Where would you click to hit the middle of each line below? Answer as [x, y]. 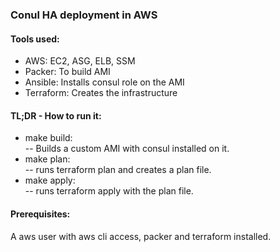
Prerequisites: [40, 214]
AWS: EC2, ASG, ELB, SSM [80, 61]
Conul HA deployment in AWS [84, 15]
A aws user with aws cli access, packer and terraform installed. [141, 236]
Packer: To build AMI [67, 72]
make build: [48, 138]
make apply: [50, 180]
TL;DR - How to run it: [56, 115]
